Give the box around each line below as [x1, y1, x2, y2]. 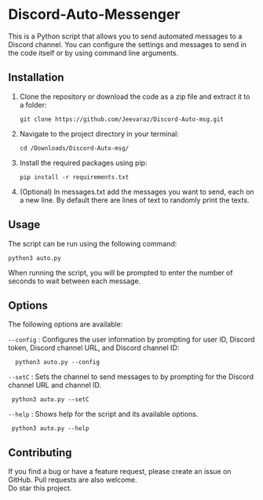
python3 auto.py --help [11, 425, 89, 432]
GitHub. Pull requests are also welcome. [8, 475, 137, 484]
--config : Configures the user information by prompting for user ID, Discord [8, 335, 255, 345]
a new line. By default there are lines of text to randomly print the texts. [19, 195, 250, 205]
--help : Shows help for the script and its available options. [8, 410, 199, 419]
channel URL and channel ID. [8, 381, 102, 390]
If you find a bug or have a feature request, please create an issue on [8, 467, 232, 476]
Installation [8, 71, 64, 84]
